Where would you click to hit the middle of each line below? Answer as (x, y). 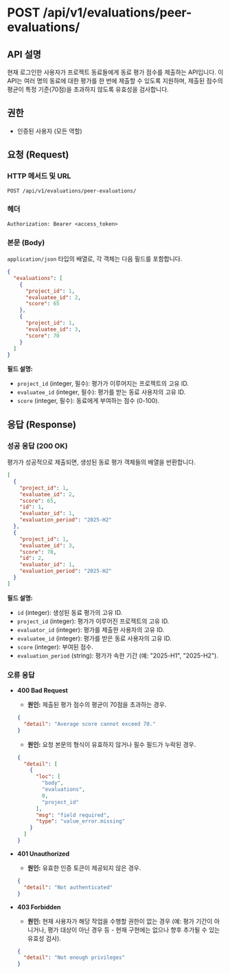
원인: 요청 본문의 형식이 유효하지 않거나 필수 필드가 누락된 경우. (112, 744)
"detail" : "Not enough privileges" (74, 957)
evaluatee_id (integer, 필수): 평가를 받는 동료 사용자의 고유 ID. (101, 392)
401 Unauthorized (43, 854)
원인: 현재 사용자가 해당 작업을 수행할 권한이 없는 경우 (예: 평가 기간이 (120, 921)
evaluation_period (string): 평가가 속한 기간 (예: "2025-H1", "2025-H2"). (117, 656)
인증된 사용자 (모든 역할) (49, 131)
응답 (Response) (42, 424)
